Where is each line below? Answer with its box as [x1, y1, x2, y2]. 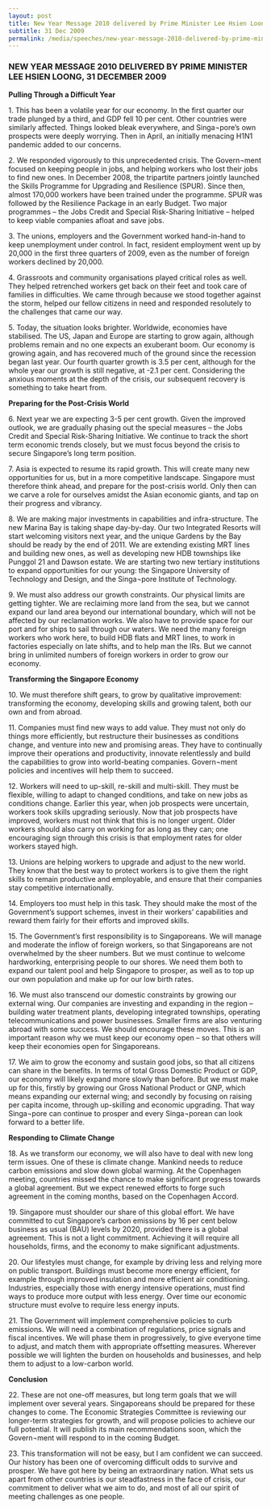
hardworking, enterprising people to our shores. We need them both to [8, 957, 244, 967]
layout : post [8, 11, 52, 20]
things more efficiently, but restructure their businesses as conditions [8, 731, 240, 740]
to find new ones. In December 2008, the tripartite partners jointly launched [8, 172, 260, 182]
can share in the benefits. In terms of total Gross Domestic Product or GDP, [8, 1065, 258, 1075]
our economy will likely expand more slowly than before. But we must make [8, 1074, 259, 1084]
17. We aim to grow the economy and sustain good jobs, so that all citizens [8, 1056, 256, 1067]
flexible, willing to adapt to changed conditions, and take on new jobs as [8, 790, 248, 799]
